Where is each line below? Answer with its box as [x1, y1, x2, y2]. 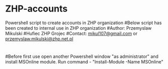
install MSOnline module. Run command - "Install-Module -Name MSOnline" [5, 59, 163, 65]
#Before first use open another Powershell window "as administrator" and [5, 53, 159, 59]
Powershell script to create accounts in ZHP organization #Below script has [5, 20, 162, 26]
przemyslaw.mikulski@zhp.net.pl [5, 36, 74, 42]
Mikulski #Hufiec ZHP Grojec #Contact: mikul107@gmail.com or [5, 30, 138, 36]
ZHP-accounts [5, 3, 68, 15]
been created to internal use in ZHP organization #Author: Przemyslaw [5, 25, 152, 31]
